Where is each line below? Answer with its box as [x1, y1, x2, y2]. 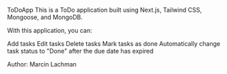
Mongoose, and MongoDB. [7, 13, 83, 21]
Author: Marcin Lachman [7, 60, 77, 68]
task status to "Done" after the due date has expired [7, 47, 154, 55]
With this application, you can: [7, 27, 92, 34]
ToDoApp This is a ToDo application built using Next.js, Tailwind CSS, [7, 6, 202, 14]
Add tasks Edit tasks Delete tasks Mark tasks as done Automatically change [7, 40, 221, 47]
